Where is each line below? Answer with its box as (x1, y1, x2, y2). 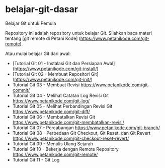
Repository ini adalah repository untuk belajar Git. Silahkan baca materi (5, 30, 152, 36)
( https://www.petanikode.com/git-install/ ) (12, 66, 99, 72)
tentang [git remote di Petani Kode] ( (5, 35, 81, 41)
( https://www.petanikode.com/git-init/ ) (12, 76, 93, 82)
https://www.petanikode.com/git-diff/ (12, 108, 90, 115)
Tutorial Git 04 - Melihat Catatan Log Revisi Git (12, 92, 109, 98)
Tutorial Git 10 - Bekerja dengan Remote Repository (12, 146, 119, 152)
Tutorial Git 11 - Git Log (12, 156, 60, 162)
